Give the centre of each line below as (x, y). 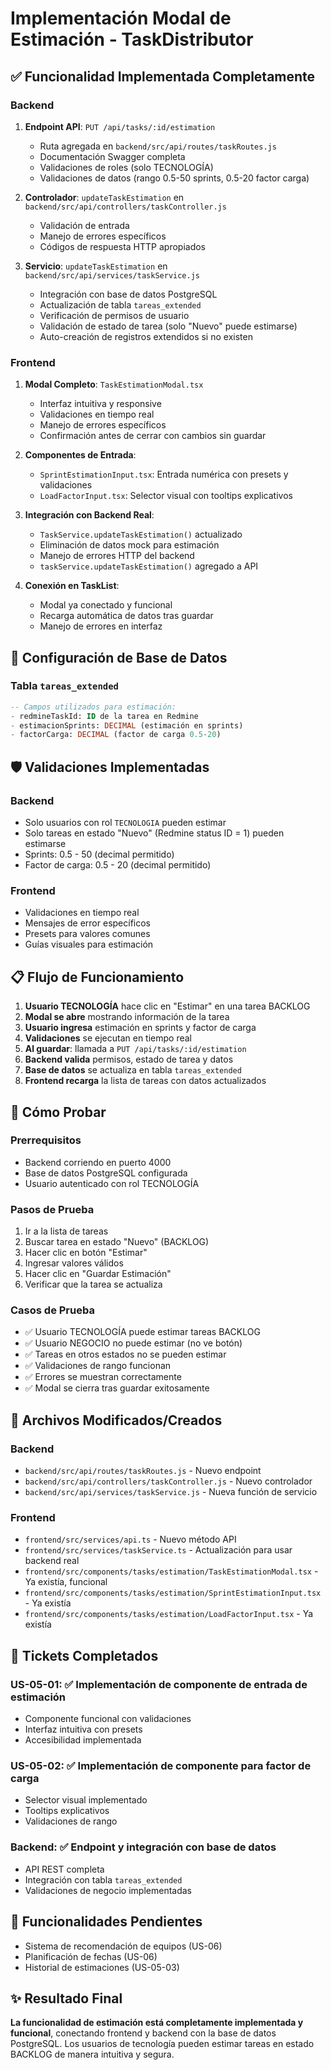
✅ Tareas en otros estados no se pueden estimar (125, 1354)
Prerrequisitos (46, 1140)
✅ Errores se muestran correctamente (103, 1377)
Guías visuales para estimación (89, 944)
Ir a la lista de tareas (66, 1231)
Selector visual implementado (86, 1800)
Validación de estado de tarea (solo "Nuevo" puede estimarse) (168, 326)
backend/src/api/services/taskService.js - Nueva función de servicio (171, 1492)
